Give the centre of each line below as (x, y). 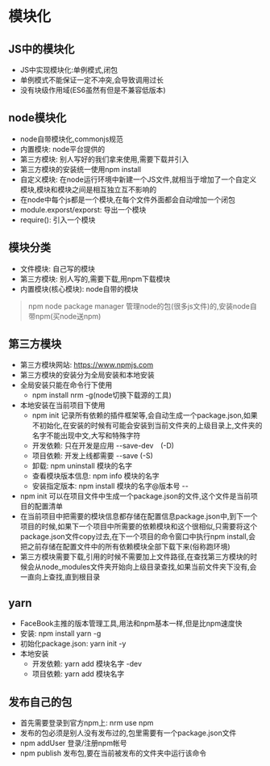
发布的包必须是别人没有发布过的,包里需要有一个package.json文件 (128, 733)
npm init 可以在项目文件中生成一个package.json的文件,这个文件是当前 (135, 496)
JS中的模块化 (42, 49)
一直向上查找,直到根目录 (60, 577)
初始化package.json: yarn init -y (73, 644)
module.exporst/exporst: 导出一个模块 (83, 209)
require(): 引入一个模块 (58, 220)
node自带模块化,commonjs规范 (71, 139)
